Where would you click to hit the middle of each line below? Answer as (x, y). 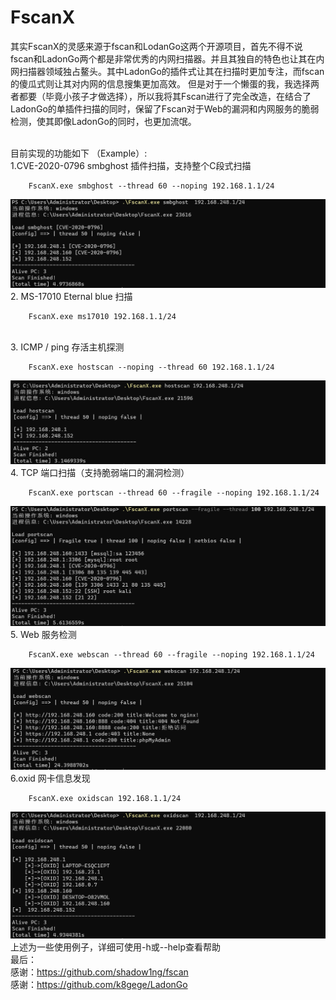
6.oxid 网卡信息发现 (50, 778)
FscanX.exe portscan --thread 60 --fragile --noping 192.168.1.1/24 (174, 493)
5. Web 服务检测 (43, 634)
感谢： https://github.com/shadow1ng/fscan (99, 972)
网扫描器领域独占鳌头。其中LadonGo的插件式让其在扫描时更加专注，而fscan (167, 71)
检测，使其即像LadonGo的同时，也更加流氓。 (103, 121)
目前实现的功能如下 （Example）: (79, 153)
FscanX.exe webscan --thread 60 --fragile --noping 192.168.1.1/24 (171, 654)
